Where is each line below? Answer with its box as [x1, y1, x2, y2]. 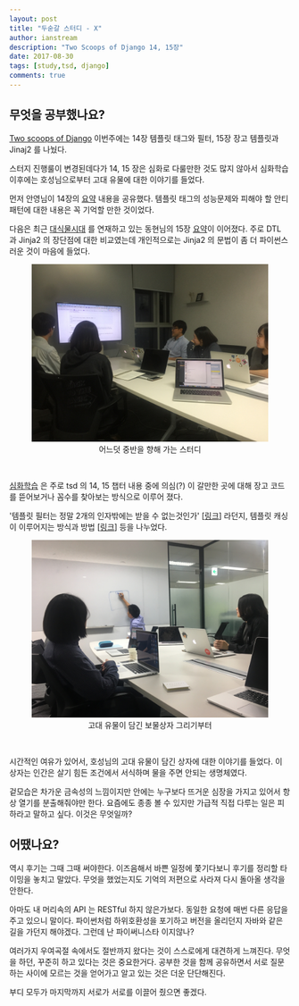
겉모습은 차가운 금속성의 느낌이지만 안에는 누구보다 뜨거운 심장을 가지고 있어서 [9, 786, 281, 797]
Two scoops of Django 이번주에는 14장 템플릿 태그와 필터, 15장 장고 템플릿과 [9, 132, 279, 143]
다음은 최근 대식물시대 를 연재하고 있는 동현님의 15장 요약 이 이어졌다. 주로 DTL [9, 223, 282, 234]
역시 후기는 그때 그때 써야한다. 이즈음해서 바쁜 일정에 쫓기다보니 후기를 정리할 [9, 862, 278, 873]
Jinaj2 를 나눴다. [9, 144, 67, 155]
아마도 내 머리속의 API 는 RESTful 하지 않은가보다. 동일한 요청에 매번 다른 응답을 [9, 903, 288, 915]
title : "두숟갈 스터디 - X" [9, 23, 103, 33]
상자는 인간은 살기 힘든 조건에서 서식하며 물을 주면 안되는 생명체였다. [9, 767, 247, 777]
